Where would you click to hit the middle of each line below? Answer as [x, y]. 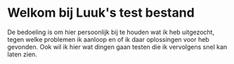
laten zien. [22, 54]
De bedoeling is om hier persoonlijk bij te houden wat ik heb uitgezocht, [111, 32]
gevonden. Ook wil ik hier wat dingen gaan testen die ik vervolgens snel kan [117, 47]
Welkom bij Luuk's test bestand [101, 13]
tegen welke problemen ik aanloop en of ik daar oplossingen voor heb [108, 39]
